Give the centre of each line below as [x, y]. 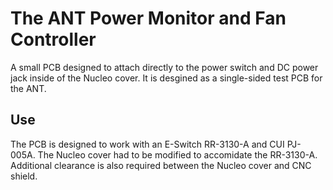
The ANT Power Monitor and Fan [148, 18]
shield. [24, 176]
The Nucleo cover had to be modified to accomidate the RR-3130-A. [177, 154]
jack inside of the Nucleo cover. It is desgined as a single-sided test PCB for [166, 78]
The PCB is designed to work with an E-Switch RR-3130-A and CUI [147, 144]
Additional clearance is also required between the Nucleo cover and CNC [161, 165]
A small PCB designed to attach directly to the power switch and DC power [164, 67]
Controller [53, 39]
